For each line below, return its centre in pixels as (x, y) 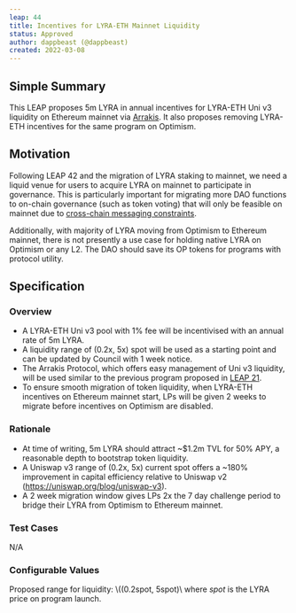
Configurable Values (55, 570)
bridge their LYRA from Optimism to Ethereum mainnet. (122, 505)
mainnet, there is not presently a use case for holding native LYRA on (135, 239)
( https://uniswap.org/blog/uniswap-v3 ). (94, 486)
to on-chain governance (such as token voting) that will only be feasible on (146, 204)
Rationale (30, 429)
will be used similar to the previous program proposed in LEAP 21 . (142, 378)
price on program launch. (55, 599)
